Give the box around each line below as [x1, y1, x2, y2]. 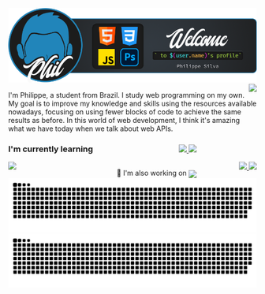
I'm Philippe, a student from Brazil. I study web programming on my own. [8, 91, 245, 100]
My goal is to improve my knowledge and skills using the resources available [8, 99, 257, 109]
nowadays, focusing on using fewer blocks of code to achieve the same [8, 107, 242, 117]
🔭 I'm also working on [117, 169, 187, 178]
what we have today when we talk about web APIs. [8, 124, 174, 133]
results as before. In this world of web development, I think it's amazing [8, 116, 241, 125]
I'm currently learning [8, 143, 93, 154]
